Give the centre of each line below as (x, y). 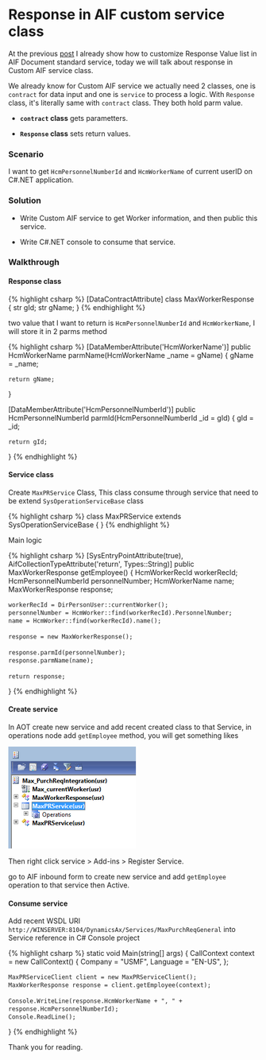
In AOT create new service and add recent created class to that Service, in (130, 727)
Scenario (26, 154)
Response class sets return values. (75, 134)
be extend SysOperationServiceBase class (76, 501)
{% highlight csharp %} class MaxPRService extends (95, 516)
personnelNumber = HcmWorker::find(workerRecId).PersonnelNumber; (120, 613)
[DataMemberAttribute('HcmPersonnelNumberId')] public (102, 409)
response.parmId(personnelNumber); (67, 652)
